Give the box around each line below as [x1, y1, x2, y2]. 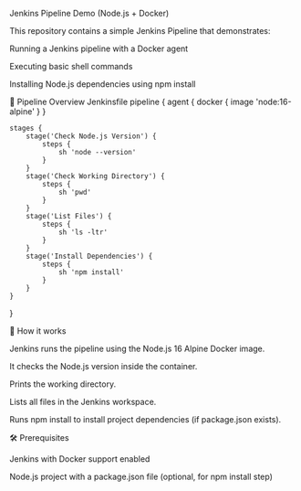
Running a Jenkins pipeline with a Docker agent [9, 43, 189, 54]
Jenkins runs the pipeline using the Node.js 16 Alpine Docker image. [9, 343, 265, 354]
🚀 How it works [9, 326, 67, 336]
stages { [9, 123, 43, 133]
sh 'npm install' [57, 268, 125, 277]
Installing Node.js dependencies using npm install [9, 79, 196, 90]
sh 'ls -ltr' [57, 228, 108, 237]
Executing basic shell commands [9, 61, 133, 71]
